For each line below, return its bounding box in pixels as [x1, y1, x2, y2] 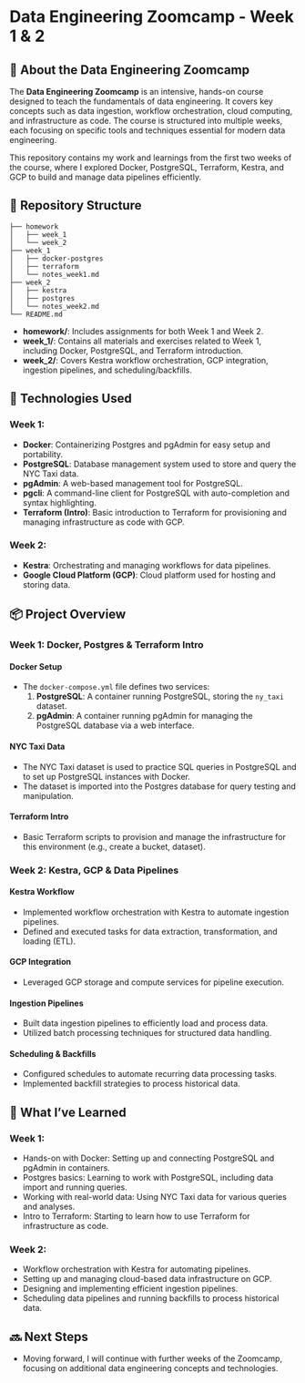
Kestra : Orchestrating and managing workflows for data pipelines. [22, 559, 271, 570]
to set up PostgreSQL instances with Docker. [22, 771, 191, 782]
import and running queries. [22, 1182, 127, 1193]
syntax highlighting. [22, 497, 97, 507]
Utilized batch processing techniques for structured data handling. [22, 1028, 272, 1039]
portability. [22, 448, 64, 459]
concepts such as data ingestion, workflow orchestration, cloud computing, [9, 106, 293, 116]
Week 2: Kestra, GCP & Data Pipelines [9, 864, 179, 876]
